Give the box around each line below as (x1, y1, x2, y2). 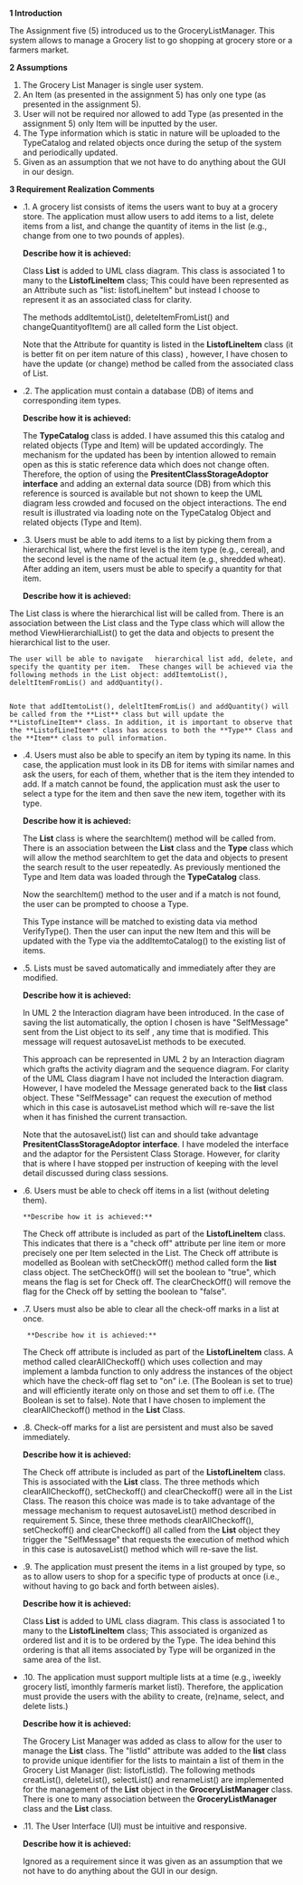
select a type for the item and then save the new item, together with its (22, 788, 287, 798)
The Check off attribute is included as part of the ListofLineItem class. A (22, 1347, 294, 1358)
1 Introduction (9, 8, 63, 18)
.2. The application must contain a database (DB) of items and (22, 385, 254, 396)
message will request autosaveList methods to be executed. (22, 1037, 247, 1047)
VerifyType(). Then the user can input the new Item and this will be (22, 926, 271, 936)
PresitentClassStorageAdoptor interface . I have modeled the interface (22, 1139, 289, 1149)
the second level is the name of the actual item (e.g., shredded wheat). (22, 554, 287, 565)
